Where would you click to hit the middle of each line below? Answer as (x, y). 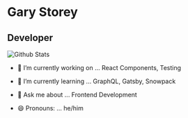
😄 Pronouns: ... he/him (50, 108)
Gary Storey (42, 12)
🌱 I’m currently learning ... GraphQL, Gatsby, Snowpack (96, 81)
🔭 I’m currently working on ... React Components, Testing (99, 68)
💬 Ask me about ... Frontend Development (77, 95)
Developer (30, 38)
